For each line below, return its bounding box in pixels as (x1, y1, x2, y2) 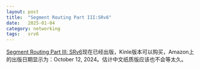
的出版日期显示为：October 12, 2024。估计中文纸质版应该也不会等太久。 (6, 56, 187, 63)
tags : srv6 (6, 31, 39, 37)
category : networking (6, 25, 61, 32)
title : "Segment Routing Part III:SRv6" (6, 14, 112, 20)
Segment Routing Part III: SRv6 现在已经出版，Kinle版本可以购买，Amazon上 (6, 49, 195, 56)
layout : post (6, 8, 39, 15)
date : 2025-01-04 (6, 20, 55, 26)
